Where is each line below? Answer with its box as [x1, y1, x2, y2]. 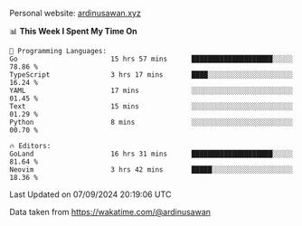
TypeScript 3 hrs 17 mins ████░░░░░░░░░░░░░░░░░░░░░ [9, 71, 294, 80]
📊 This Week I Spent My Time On [9, 26, 137, 36]
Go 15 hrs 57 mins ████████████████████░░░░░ [9, 54, 294, 63]
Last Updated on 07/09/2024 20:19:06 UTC [9, 189, 172, 200]
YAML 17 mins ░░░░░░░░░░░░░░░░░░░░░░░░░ [9, 86, 294, 95]
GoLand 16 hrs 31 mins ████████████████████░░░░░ [9, 149, 294, 158]
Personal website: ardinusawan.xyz [9, 8, 142, 18]
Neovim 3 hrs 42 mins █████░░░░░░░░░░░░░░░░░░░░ [9, 165, 294, 174]
